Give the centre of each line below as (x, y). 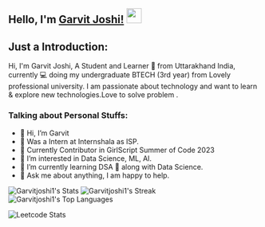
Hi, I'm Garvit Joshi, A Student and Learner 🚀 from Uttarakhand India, (122, 66)
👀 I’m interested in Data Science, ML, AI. (86, 158)
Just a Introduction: (58, 47)
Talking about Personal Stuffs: (68, 115)
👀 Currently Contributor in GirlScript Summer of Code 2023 (117, 150)
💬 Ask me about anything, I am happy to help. (95, 175)
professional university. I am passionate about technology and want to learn (133, 86)
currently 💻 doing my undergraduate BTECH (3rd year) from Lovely (120, 75)
